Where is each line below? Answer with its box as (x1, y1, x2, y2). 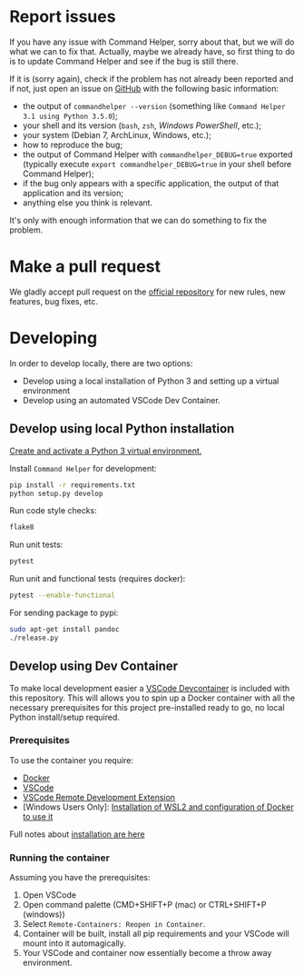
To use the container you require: (9, 754, 134, 765)
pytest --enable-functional (9, 591, 116, 601)
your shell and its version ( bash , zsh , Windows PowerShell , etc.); (22, 120, 261, 131)
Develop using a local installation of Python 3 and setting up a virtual (22, 375, 279, 386)
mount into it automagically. (22, 938, 127, 949)
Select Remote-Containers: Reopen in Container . (22, 919, 206, 930)
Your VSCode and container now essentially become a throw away (22, 948, 272, 959)
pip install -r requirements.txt (9, 480, 136, 490)
